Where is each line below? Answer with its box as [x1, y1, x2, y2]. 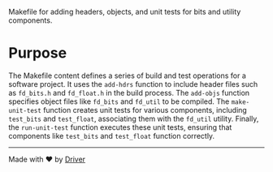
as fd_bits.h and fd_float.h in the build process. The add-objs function [8, 88, 250, 97]
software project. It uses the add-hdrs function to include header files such [8, 79, 258, 88]
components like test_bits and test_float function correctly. [8, 131, 215, 140]
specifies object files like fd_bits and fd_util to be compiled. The [8, 97, 230, 106]
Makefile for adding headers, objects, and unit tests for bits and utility [8, 7, 241, 16]
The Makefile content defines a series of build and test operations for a [8, 71, 246, 80]
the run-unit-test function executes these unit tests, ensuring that [8, 122, 232, 132]
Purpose [8, 44, 67, 62]
